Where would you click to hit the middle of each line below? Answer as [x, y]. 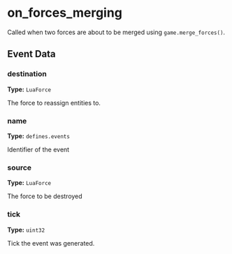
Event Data [31, 54]
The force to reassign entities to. [54, 103]
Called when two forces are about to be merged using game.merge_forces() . [116, 32]
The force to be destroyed [45, 196]
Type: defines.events [38, 136]
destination [27, 74]
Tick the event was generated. [51, 243]
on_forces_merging [65, 13]
